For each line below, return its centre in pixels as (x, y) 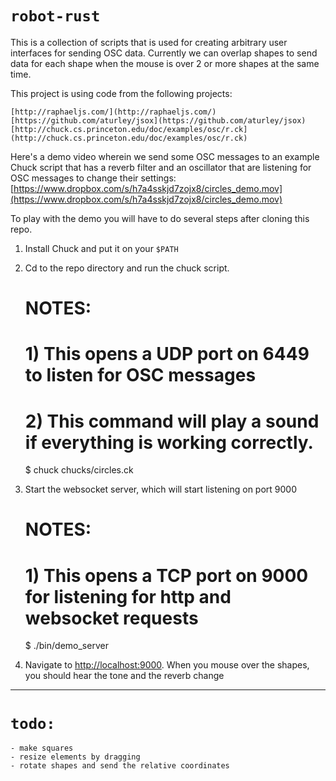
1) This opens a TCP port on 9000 (166, 575)
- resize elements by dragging (75, 757)
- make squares (42, 748)
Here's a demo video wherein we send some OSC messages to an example (165, 156)
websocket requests (111, 618)
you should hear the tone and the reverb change (124, 676)
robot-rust (55, 16)
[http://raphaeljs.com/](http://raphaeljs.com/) (113, 112)
